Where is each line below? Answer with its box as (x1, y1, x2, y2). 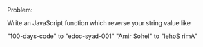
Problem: (7, 6, 33, 14)
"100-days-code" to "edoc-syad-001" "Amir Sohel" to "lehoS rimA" (7, 32, 198, 40)
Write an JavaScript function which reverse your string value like (7, 19, 191, 27)
